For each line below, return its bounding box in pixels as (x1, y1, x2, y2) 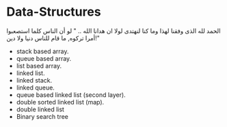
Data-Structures (6, 4, 101, 20)
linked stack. (16, 76, 53, 84)
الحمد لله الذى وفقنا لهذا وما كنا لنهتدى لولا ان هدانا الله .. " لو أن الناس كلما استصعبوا (6, 27, 221, 35)
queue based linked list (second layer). (16, 90, 126, 99)
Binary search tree (16, 112, 69, 120)
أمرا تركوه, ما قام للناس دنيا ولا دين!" (6, 33, 101, 42)
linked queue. (16, 83, 55, 91)
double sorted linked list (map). (16, 98, 105, 106)
